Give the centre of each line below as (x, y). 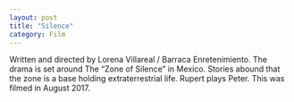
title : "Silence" (42, 26)
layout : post (34, 17)
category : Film (38, 34)
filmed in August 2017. (50, 88)
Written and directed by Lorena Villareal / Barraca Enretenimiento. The (139, 60)
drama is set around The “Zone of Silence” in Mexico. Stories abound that (145, 69)
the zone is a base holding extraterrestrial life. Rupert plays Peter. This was (147, 79)
